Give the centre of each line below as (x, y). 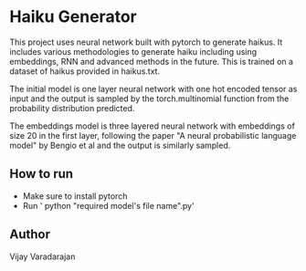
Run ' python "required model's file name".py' (108, 205)
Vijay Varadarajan (42, 256)
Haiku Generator (73, 17)
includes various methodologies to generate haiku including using (133, 51)
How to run (42, 174)
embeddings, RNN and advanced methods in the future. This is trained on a (152, 61)
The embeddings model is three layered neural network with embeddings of (152, 126)
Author (30, 235)
